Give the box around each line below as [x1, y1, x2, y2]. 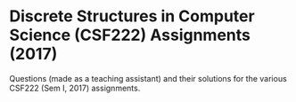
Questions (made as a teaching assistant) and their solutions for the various [9, 73, 287, 83]
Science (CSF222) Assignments [9, 25, 251, 45]
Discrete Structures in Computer [9, 6, 256, 27]
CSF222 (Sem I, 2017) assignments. [9, 82, 141, 93]
